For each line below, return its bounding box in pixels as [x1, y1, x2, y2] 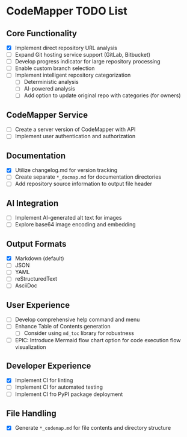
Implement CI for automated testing [14, 383, 103, 391]
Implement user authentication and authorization [14, 133, 136, 140]
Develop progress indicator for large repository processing [14, 58, 161, 65]
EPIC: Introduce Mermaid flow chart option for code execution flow [14, 336, 182, 343]
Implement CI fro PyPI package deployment [14, 391, 123, 398]
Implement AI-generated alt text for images [14, 214, 122, 222]
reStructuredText [14, 275, 58, 282]
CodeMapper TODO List [6, 4, 127, 18]
